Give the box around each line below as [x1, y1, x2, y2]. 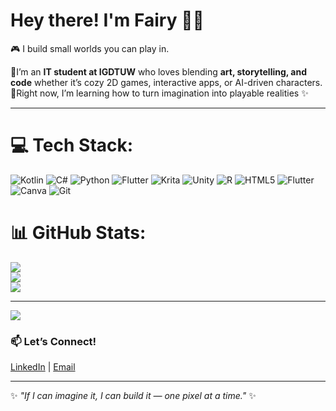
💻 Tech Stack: [10, 134, 134, 157]
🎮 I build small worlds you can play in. [10, 42, 170, 54]
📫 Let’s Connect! [10, 334, 97, 348]
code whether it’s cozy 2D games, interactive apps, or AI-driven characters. [10, 76, 323, 88]
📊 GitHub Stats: [10, 222, 147, 244]
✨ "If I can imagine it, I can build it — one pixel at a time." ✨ [10, 390, 257, 402]
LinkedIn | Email [10, 361, 76, 373]
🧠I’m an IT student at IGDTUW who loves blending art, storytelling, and [10, 65, 308, 78]
